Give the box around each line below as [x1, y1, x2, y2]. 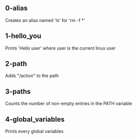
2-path [5, 59, 27, 68]
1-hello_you [5, 32, 41, 40]
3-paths [5, 87, 31, 95]
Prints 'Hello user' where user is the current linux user [5, 45, 116, 51]
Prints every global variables [5, 128, 64, 134]
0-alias [5, 4, 28, 12]
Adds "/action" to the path [5, 72, 59, 79]
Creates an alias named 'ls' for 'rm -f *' [5, 17, 86, 23]
